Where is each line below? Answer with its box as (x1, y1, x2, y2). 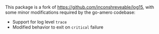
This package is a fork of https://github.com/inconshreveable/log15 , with (5, 4, 155, 10)
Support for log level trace (12, 19, 67, 25)
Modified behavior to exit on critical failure (12, 24, 104, 30)
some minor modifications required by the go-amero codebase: (5, 9, 136, 15)
